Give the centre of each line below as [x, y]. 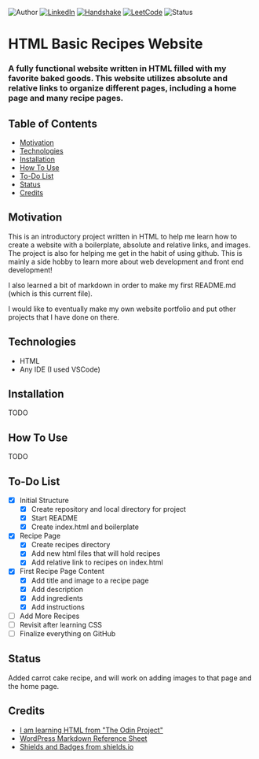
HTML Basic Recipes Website [106, 44]
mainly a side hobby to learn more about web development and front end [126, 261]
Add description [57, 589]
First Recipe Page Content [62, 572]
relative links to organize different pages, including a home [122, 88]
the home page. [34, 686]
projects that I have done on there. [64, 317]
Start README [55, 518]
